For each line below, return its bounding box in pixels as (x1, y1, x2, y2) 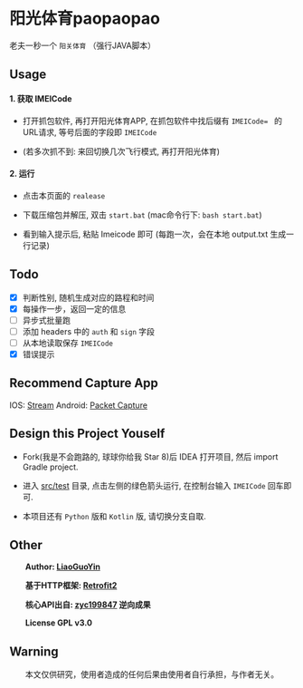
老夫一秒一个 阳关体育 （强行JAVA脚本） (9, 40, 156, 51)
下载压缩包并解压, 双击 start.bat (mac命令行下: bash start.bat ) (22, 209, 262, 220)
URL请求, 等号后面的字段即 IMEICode (22, 126, 157, 137)
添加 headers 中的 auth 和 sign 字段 (22, 325, 156, 336)
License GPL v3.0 (25, 617, 93, 628)
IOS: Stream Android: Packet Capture (9, 400, 147, 411)
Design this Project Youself (9, 426, 166, 441)
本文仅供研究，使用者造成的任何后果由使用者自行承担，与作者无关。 (25, 669, 279, 680)
